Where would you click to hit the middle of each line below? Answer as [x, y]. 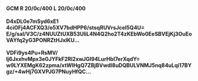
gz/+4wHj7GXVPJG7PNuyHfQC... [49, 72]
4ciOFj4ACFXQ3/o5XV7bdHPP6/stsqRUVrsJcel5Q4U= [75, 28]
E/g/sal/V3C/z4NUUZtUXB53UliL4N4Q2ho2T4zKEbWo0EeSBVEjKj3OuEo [99, 34]
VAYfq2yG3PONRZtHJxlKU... [43, 40]
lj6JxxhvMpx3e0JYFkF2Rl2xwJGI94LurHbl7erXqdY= [73, 59]
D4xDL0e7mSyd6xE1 [33, 21]
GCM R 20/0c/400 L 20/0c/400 [46, 8]
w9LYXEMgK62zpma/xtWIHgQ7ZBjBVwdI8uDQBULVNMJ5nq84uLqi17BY [99, 66]
